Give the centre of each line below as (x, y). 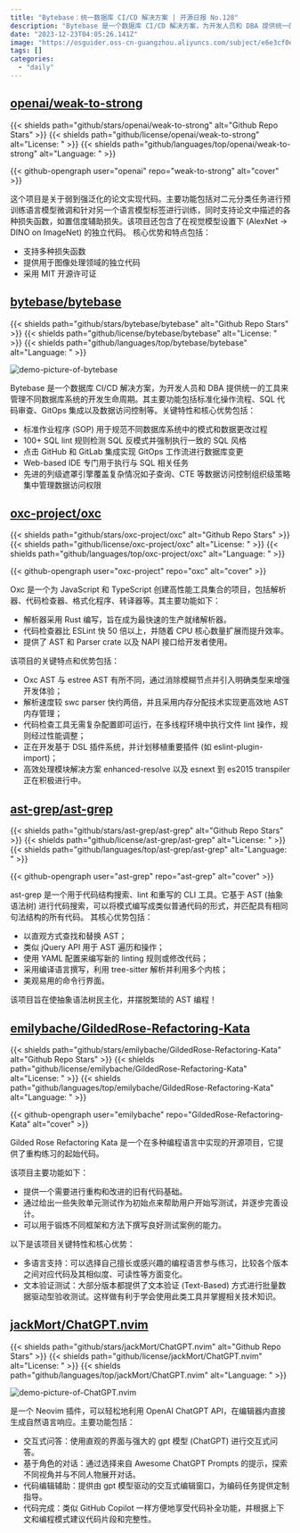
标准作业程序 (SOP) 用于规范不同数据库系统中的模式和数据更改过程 (145, 429)
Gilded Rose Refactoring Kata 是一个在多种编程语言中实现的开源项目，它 (143, 1142)
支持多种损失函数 (54, 251)
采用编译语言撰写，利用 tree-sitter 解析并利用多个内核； (126, 970)
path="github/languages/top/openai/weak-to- (207, 144)
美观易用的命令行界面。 (66, 981)
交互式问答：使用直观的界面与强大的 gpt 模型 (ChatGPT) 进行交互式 (146, 1441)
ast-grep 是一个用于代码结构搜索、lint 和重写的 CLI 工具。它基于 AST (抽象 (147, 895)
